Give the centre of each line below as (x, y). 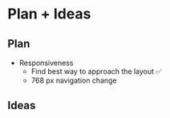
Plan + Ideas (49, 14)
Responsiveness (46, 63)
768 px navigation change (74, 80)
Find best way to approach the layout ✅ (96, 71)
